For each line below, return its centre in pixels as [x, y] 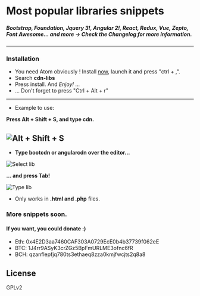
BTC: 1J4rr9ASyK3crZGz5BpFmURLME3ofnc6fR [74, 248]
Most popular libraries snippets [85, 11]
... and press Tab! [28, 176]
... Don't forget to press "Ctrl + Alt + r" [62, 91]
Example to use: [35, 108]
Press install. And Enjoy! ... [47, 84]
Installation [23, 59]
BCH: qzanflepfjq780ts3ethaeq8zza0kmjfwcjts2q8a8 [80, 254]
